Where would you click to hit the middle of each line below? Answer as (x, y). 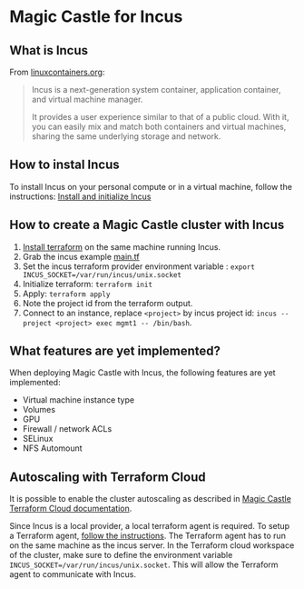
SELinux (38, 439)
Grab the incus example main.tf (81, 256)
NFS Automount (53, 448)
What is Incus (49, 50)
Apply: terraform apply (66, 294)
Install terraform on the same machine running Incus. (121, 246)
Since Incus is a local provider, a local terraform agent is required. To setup (150, 526)
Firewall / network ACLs (67, 429)
